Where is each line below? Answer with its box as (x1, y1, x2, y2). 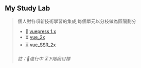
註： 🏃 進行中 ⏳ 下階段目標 (17, 56, 70, 62)
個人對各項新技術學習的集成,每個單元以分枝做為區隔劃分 (17, 18, 136, 24)
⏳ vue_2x (25, 34, 45, 40)
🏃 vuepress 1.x (25, 28, 56, 35)
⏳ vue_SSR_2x (25, 42, 56, 48)
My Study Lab (5, 4, 50, 13)
